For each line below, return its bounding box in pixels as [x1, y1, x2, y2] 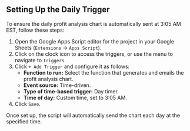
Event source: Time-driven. [23, 82, 91, 89]
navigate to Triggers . [14, 56, 66, 63]
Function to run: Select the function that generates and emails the [23, 69, 184, 76]
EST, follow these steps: [6, 26, 65, 33]
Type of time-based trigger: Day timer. [23, 88, 119, 95]
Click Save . [14, 100, 41, 108]
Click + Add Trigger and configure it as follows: [14, 63, 130, 70]
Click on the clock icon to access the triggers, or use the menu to [14, 50, 174, 58]
